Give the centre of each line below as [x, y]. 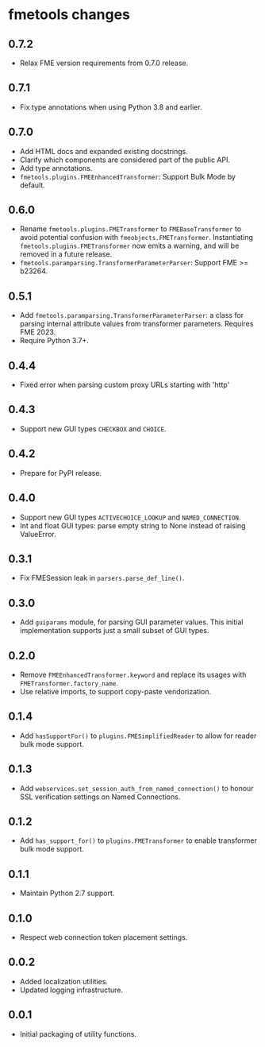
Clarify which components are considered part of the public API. [125, 160]
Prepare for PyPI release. [60, 473]
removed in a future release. [66, 254]
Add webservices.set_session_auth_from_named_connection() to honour [136, 788]
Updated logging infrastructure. [71, 990]
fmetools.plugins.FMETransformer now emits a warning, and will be [129, 246]
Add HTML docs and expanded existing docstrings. [104, 151]
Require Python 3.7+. [54, 341]
